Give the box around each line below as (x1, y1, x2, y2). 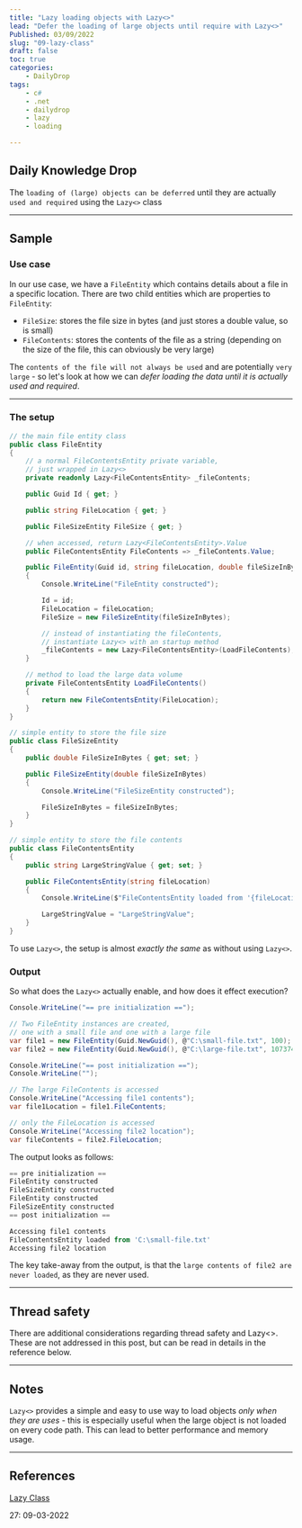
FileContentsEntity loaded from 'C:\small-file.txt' (9, 1235, 211, 1245)
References (9, 1469, 75, 1484)
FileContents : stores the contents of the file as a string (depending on (22, 334, 281, 345)
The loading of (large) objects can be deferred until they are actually (9, 186, 277, 198)
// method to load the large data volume (25, 670, 182, 679)
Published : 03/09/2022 (9, 30, 94, 39)
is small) (22, 325, 54, 336)
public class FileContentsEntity (9, 844, 135, 853)
